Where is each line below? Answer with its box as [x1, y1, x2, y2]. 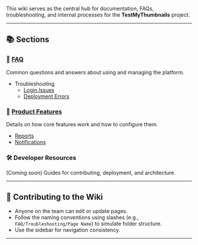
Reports [14, 132, 34, 139]
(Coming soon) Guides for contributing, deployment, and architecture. [6, 169, 176, 177]
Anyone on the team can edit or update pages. [14, 208, 128, 215]
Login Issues [23, 86, 55, 93]
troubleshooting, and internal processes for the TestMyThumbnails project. [6, 11, 190, 18]
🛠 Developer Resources [6, 153, 77, 162]
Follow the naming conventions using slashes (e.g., [14, 214, 139, 221]
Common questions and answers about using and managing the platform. [6, 68, 184, 76]
